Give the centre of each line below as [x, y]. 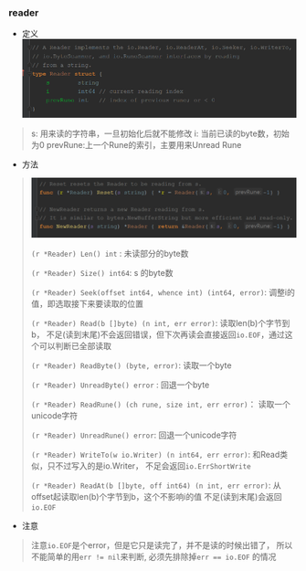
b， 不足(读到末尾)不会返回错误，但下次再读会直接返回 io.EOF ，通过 [158, 334]
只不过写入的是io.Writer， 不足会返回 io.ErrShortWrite [149, 466]
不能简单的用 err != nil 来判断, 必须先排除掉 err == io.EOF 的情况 [153, 557]
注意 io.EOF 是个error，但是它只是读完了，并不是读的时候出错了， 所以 [162, 545]
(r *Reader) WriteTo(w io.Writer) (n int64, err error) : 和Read [155, 455]
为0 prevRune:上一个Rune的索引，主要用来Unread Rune [136, 145]
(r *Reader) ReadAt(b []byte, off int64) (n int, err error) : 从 [156, 485]
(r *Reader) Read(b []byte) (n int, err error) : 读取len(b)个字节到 [160, 323]
